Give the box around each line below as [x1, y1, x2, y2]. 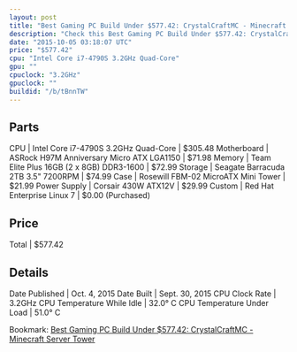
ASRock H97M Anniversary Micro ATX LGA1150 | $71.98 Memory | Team [9, 152, 271, 164]
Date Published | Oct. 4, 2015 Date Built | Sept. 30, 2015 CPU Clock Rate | [9, 288, 277, 299]
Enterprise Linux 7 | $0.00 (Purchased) [9, 190, 151, 201]
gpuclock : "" [9, 79, 57, 88]
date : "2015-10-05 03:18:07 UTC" [9, 37, 133, 47]
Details [9, 264, 49, 279]
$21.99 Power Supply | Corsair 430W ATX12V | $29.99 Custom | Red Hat [9, 180, 274, 191]
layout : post [9, 12, 57, 22]
